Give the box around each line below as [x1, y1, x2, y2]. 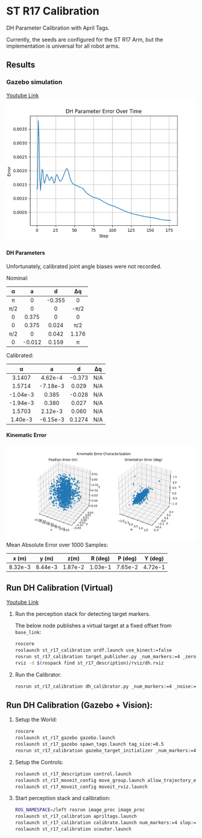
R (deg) [90, 554, 110, 562]
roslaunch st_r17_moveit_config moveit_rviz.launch [14, 784, 148, 790]
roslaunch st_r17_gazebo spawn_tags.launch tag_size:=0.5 [14, 741, 164, 747]
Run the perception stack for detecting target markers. [14, 610, 151, 618]
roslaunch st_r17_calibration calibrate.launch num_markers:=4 [14, 820, 178, 826]
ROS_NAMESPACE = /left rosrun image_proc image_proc [14, 807, 145, 813]
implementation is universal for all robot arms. [6, 42, 120, 50]
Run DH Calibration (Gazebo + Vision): [6, 700, 153, 710]
